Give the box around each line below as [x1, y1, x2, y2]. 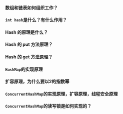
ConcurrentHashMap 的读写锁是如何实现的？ [5, 103, 91, 109]
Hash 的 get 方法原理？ [5, 54, 53, 60]
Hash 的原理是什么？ [5, 29, 48, 35]
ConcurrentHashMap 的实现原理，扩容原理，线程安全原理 [5, 91, 118, 97]
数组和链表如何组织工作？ [5, 4, 58, 10]
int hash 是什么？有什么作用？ [5, 17, 67, 23]
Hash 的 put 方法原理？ [5, 41, 53, 47]
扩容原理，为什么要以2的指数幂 [5, 79, 69, 85]
